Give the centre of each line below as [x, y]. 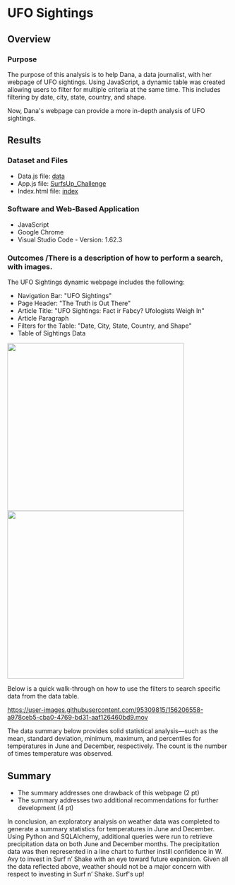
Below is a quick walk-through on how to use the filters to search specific [114, 689]
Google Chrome [41, 232]
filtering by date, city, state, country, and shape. [77, 97]
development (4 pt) [46, 807]
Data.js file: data [41, 176]
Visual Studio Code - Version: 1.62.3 [70, 239]
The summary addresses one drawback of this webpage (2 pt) [108, 792]
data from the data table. [43, 696]
